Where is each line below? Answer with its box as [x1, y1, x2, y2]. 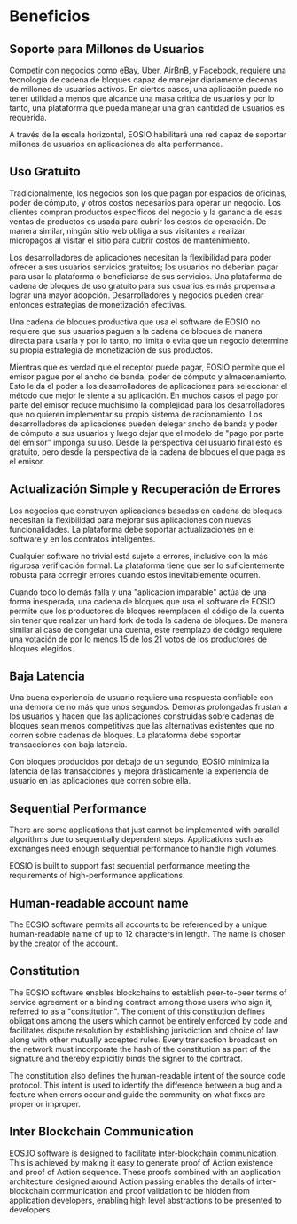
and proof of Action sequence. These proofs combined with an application [9, 1166, 282, 1177]
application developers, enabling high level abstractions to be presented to [9, 1195, 282, 1205]
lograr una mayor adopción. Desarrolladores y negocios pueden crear [9, 290, 264, 300]
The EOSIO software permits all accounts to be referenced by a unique [9, 919, 268, 930]
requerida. [9, 113, 47, 122]
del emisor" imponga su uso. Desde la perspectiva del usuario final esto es [9, 437, 283, 448]
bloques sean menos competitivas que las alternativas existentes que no [9, 721, 275, 731]
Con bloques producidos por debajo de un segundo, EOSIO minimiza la [9, 756, 270, 768]
